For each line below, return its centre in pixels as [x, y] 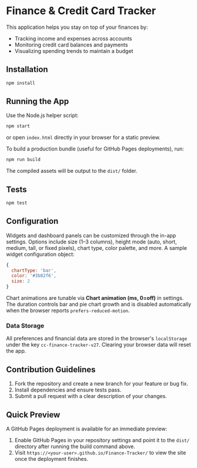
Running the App [38, 101]
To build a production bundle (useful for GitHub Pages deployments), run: [95, 149]
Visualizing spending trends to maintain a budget [74, 51]
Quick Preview [33, 415]
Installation [27, 70]
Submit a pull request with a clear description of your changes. [91, 396]
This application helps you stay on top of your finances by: [77, 27]
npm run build [24, 160]
